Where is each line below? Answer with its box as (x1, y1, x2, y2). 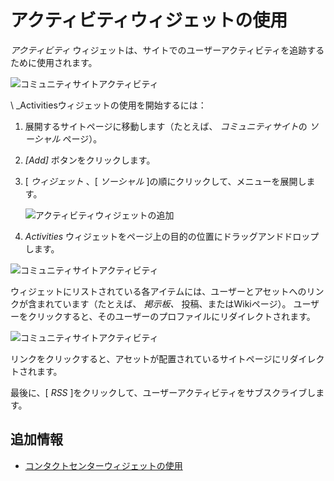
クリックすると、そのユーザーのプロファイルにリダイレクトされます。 (27, 310, 316, 322)
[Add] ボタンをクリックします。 (24, 154, 156, 166)
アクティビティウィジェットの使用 (10, 9, 288, 32)
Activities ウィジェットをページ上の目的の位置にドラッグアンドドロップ (24, 230, 320, 242)
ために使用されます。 (10, 56, 98, 68)
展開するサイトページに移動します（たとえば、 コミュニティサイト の (24, 120, 308, 132)
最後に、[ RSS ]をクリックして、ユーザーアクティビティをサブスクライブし (10, 386, 317, 398)
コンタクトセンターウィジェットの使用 (24, 459, 183, 471)
